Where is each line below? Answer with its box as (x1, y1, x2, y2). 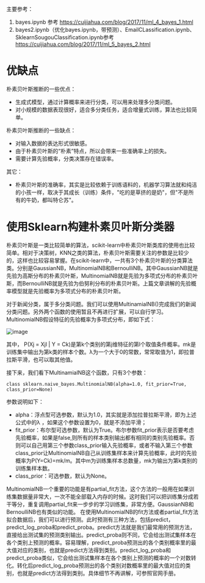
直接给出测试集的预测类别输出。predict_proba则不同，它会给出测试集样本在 (6, 531, 196, 538)
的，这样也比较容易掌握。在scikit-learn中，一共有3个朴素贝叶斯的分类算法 (6, 257, 193, 264)
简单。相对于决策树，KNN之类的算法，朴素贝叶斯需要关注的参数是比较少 (6, 249, 189, 256)
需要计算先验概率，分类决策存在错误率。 (15, 155, 117, 162)
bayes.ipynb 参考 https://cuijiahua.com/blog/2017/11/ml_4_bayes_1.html (15, 18, 193, 26)
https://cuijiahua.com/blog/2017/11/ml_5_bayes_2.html (15, 40, 151, 48)
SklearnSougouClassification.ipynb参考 (15, 34, 114, 41)
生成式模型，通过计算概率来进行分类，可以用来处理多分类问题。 (15, 98, 176, 105)
